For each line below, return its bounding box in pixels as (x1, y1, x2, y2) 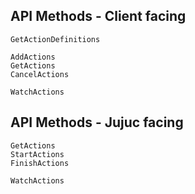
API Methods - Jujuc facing (10, 114, 184, 131)
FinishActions (10, 158, 70, 168)
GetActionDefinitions (10, 34, 101, 44)
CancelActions (10, 69, 70, 79)
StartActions (10, 149, 65, 159)
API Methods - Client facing (10, 8, 187, 25)
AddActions (10, 52, 56, 62)
